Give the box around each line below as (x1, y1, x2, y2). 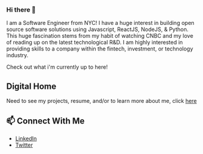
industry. (6, 52, 29, 59)
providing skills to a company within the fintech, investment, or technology (6, 45, 193, 52)
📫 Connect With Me (6, 116, 85, 126)
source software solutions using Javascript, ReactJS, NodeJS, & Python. (6, 26, 189, 33)
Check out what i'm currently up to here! (6, 63, 108, 71)
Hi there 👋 (6, 5, 37, 14)
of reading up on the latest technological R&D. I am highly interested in (6, 39, 183, 46)
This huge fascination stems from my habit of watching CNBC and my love (6, 32, 194, 40)
